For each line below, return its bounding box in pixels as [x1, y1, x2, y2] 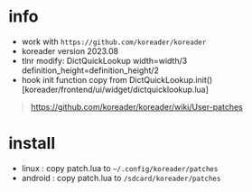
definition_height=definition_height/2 [21, 65, 160, 76]
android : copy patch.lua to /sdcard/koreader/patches [21, 172, 221, 183]
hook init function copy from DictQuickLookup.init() [21, 74, 213, 85]
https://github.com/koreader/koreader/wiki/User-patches [30, 101, 243, 112]
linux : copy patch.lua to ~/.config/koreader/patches [21, 162, 219, 173]
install [8, 133, 56, 154]
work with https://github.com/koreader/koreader [21, 36, 207, 47]
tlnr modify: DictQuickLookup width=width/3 [21, 55, 188, 66]
